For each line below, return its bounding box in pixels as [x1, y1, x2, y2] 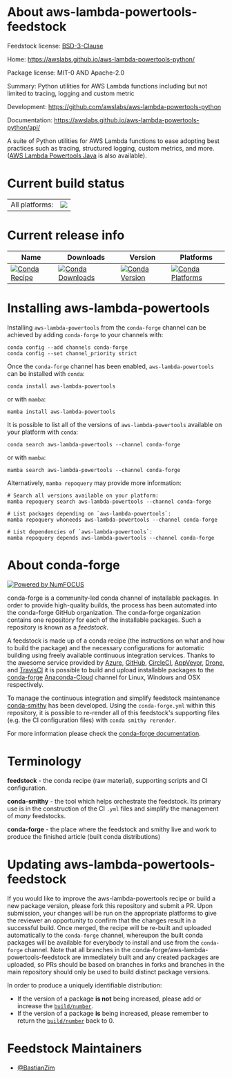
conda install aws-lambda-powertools [7, 383, 116, 390]
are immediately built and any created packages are [71, 953, 220, 961]
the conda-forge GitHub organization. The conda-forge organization [7, 608, 202, 616]
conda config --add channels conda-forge [7, 343, 128, 351]
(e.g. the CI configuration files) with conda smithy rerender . [7, 716, 176, 724]
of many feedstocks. [7, 811, 66, 820]
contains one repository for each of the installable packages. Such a [7, 616, 202, 624]
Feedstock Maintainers [7, 1041, 142, 1056]
